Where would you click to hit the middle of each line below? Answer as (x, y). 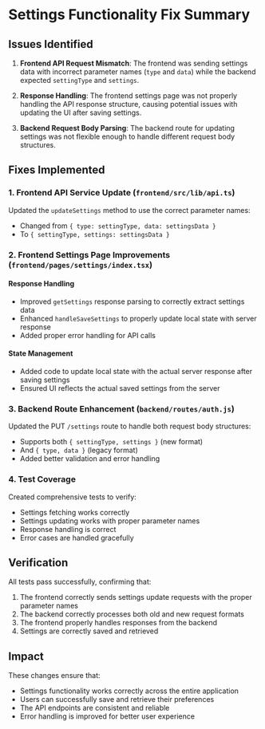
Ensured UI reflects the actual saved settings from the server (120, 388)
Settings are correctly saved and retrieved (89, 631)
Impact (26, 656)
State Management (41, 353)
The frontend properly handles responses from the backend (119, 623)
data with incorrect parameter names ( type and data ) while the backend (138, 72)
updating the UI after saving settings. (81, 112)
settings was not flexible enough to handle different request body (127, 136)
